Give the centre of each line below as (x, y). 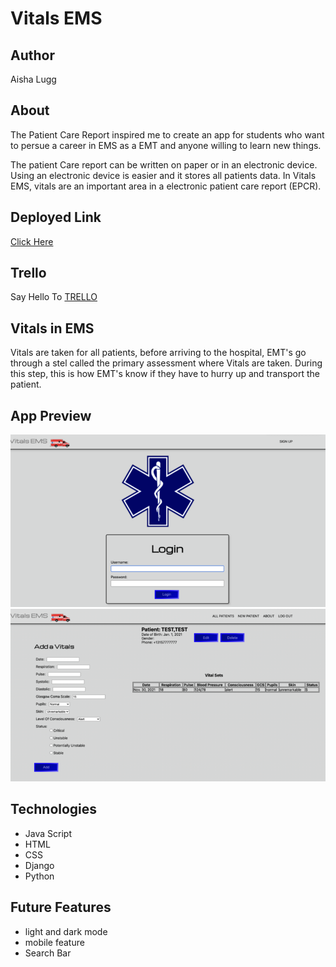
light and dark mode (66, 931)
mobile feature (54, 942)
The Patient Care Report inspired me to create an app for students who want (167, 134)
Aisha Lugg (33, 79)
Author (32, 55)
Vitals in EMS (52, 328)
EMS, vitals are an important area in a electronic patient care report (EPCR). (166, 186)
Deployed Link (56, 217)
